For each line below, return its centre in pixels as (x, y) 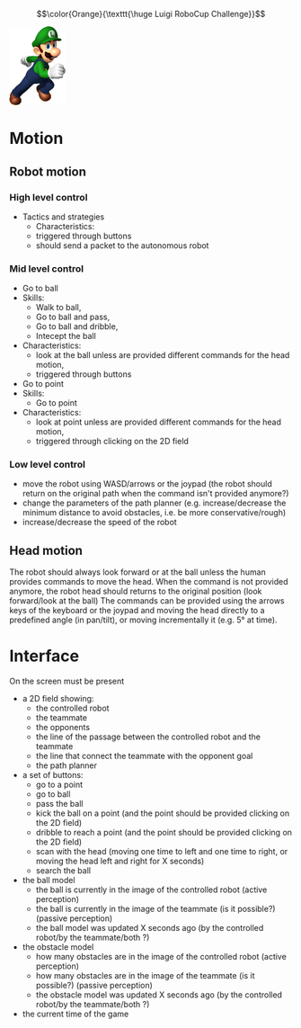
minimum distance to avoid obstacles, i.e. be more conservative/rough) (154, 513)
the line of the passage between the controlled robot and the (148, 737)
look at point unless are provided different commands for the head (158, 422)
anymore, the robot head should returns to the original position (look (136, 591)
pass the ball (59, 804)
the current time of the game (75, 1014)
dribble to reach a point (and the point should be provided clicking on (164, 833)
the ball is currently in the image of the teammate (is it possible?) (155, 909)
